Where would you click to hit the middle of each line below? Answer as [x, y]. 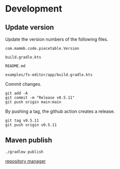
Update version [29, 27]
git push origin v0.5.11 [31, 125]
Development [34, 9]
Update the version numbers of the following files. [57, 39]
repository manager [25, 161]
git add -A [16, 93]
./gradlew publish [24, 152]
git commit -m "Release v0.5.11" [40, 98]
